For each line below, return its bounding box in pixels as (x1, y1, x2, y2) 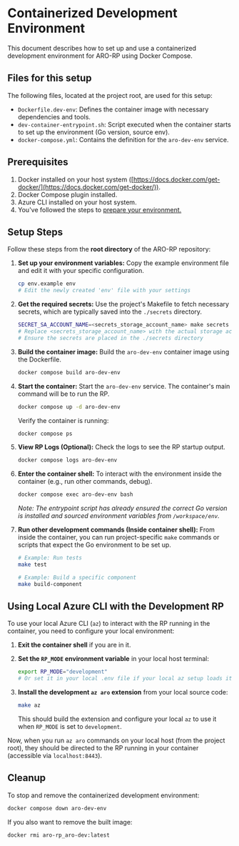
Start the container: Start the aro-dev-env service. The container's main (17, 382, 230, 390)
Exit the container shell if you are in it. (17, 641, 131, 650)
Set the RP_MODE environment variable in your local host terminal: (17, 655, 209, 663)
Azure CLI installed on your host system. (17, 198, 137, 206)
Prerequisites (7, 156, 68, 169)
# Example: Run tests (17, 554, 82, 562)
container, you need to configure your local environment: (7, 627, 175, 635)
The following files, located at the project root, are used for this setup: (7, 91, 213, 99)
